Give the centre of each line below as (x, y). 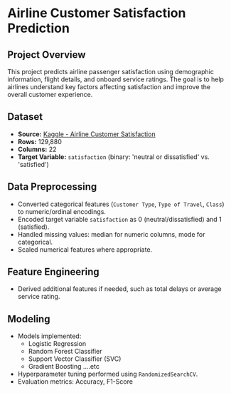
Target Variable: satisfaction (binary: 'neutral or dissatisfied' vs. (113, 157)
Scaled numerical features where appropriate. (85, 249)
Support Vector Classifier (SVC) (75, 359)
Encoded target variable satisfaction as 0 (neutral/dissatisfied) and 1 (119, 219)
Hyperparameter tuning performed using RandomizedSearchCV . (108, 374)
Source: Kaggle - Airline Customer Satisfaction (86, 134)
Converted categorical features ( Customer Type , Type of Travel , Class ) (121, 204)
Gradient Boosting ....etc (64, 367)
